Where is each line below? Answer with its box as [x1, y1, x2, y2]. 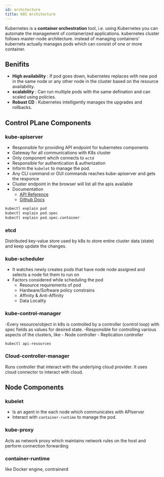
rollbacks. [12, 104, 32, 110]
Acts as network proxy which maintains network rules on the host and [5, 437, 146, 444]
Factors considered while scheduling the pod [12, 277, 104, 283]
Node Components [5, 383, 64, 392]
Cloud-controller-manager [5, 352, 70, 359]
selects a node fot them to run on [12, 272, 79, 277]
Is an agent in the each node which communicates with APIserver [12, 409, 144, 415]
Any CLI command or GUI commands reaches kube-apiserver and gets [12, 171, 156, 176]
